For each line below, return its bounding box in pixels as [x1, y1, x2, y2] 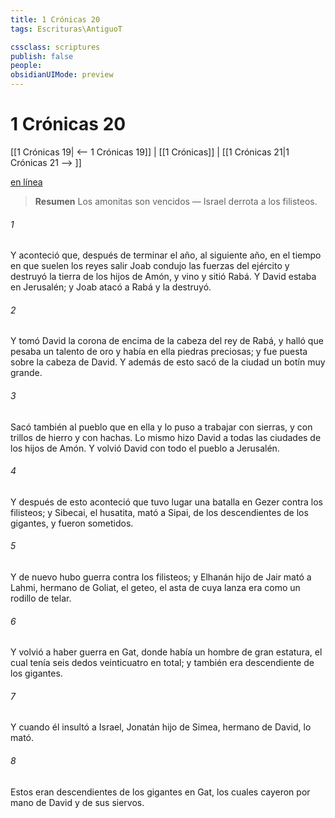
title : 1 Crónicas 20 [10, 14, 101, 25]
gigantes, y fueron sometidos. [10, 517, 134, 529]
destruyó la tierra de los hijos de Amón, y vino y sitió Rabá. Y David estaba [10, 271, 317, 283]
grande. [10, 367, 43, 379]
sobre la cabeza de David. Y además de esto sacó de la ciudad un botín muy [10, 356, 326, 368]
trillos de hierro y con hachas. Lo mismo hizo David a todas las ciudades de [10, 431, 322, 443]
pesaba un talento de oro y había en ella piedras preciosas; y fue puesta [10, 346, 308, 358]
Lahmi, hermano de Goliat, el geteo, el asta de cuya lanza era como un [10, 581, 301, 593]
